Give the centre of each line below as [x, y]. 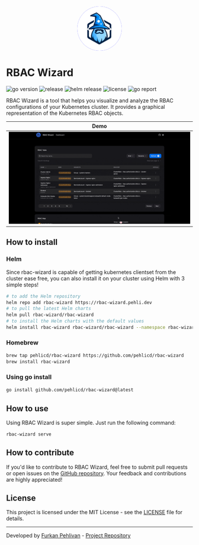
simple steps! [23, 285]
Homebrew [22, 343]
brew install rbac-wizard [38, 362]
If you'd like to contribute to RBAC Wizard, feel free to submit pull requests [97, 467]
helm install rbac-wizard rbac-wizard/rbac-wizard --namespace [86, 328]
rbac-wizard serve [29, 434]
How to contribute [40, 453]
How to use [27, 409]
